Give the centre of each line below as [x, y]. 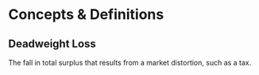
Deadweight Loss [52, 44]
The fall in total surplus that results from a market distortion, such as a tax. [130, 62]
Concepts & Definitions [86, 15]
